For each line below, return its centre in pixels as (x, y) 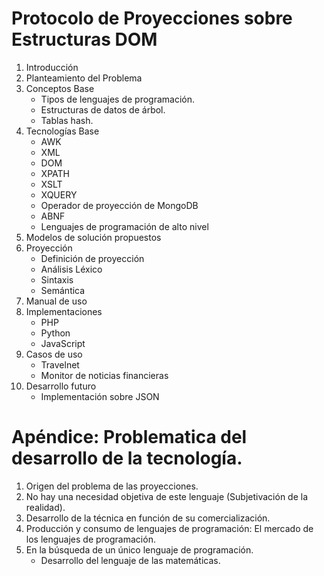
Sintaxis (57, 279)
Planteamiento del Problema (84, 78)
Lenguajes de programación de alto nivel (124, 226)
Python (55, 333)
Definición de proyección (92, 258)
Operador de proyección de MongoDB (119, 205)
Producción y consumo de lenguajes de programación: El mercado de (169, 528)
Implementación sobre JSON (100, 396)
